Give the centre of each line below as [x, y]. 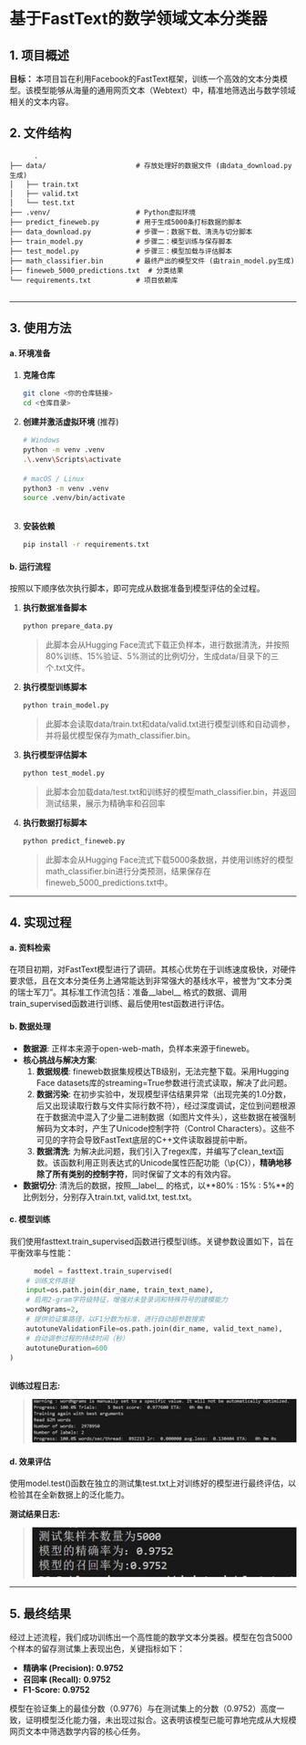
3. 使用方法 [41, 328]
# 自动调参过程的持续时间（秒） [77, 1338]
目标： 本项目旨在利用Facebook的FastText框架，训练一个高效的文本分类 [145, 79]
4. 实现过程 [41, 923]
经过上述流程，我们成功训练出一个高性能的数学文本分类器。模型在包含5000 [151, 1637]
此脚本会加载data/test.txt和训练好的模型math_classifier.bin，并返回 [171, 791]
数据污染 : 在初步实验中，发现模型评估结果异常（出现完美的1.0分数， [163, 1094]
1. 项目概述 [40, 55]
